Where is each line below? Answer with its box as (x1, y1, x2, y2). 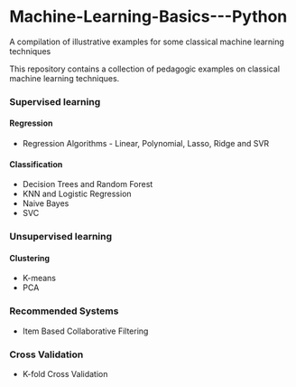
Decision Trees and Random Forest (22, 179, 153, 190)
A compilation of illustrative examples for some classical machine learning (9, 36, 284, 47)
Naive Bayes (22, 198, 69, 209)
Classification (9, 158, 63, 169)
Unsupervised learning (9, 231, 113, 243)
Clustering (9, 252, 51, 263)
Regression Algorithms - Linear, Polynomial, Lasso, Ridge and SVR (22, 138, 270, 149)
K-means (22, 273, 57, 284)
